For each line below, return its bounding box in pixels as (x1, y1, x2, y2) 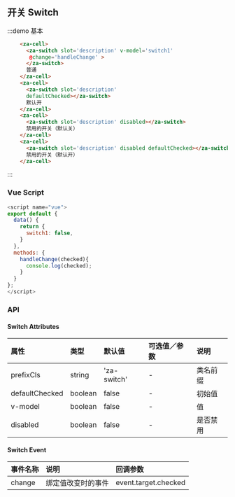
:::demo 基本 (7, 27, 43, 35)
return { (20, 223, 45, 230)
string (69, 370, 90, 380)
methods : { (13, 249, 45, 256)
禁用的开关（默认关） (25, 125, 78, 132)
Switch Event (7, 445, 47, 454)
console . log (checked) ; (25, 262, 92, 269)
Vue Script (7, 188, 44, 197)
